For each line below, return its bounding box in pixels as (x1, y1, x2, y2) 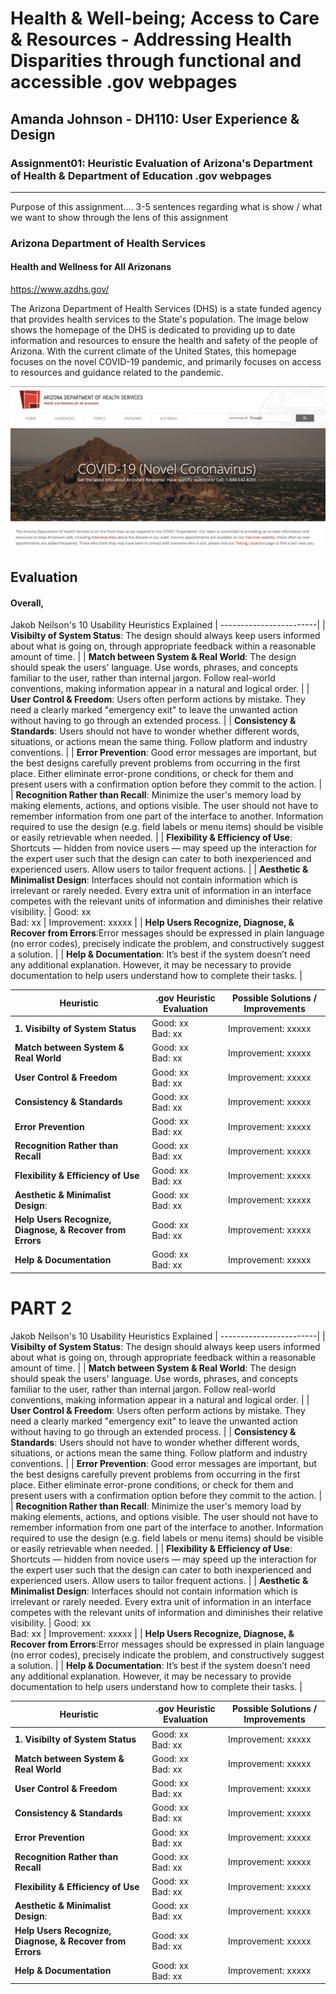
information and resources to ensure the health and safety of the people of (10, 335, 318, 346)
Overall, (10, 597, 45, 609)
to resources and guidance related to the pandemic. (10, 367, 224, 378)
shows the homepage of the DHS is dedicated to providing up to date (10, 324, 296, 336)
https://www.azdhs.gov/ (10, 283, 110, 295)
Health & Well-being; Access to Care (10, 7, 320, 30)
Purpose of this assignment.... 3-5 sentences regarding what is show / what (10, 200, 323, 212)
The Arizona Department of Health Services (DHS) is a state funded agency (10, 303, 322, 314)
